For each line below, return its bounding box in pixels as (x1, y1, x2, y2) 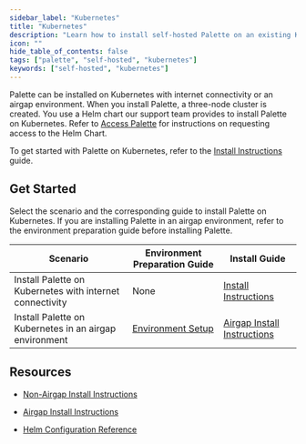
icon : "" (9, 38, 43, 48)
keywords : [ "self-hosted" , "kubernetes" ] (9, 65, 169, 74)
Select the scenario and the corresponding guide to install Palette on (9, 206, 267, 217)
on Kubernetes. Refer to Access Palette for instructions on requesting (9, 117, 270, 128)
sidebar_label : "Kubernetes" (9, 13, 120, 23)
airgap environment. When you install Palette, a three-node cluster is (9, 98, 267, 109)
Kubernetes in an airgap (14, 322, 117, 335)
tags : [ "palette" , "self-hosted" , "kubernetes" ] (9, 55, 198, 65)
